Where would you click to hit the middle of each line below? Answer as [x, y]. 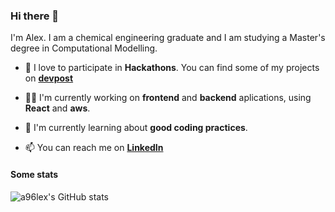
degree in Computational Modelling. [84, 48]
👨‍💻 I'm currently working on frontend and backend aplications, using [168, 98]
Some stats [34, 174]
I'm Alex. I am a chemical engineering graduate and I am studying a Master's [168, 38]
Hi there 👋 [35, 16]
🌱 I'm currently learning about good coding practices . [136, 128]
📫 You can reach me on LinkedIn [94, 148]
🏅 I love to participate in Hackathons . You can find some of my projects [172, 68]
